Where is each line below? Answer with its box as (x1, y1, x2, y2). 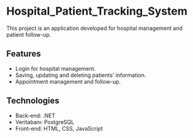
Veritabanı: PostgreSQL (15, 118, 75, 126)
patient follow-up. (6, 31, 51, 38)
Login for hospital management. (15, 65, 96, 72)
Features (6, 49, 41, 59)
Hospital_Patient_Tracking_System (6, 4, 188, 18)
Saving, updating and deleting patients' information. (15, 71, 146, 79)
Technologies (6, 96, 60, 106)
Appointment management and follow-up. (15, 78, 121, 85)
